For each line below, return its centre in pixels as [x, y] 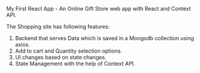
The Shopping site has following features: [58, 27]
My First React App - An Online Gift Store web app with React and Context [99, 9]
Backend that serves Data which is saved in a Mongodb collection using [105, 38]
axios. [22, 45]
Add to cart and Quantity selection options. [69, 51]
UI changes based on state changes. [61, 57]
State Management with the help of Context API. [75, 63]
